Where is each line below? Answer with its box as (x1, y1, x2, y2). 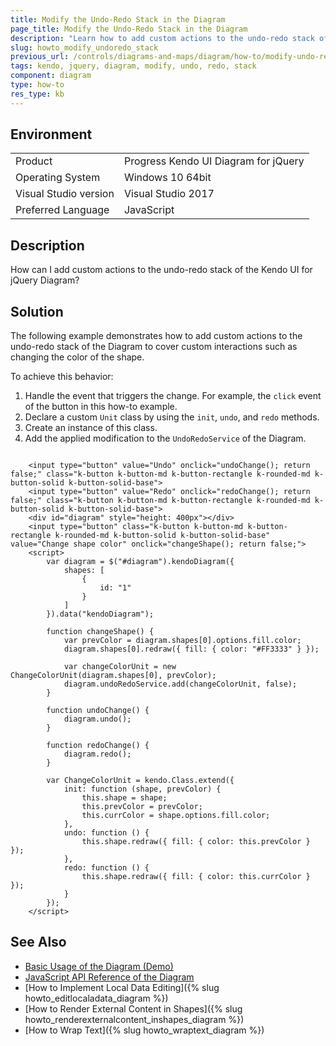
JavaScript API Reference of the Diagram (24, 971, 195, 983)
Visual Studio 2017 (123, 187, 215, 201)
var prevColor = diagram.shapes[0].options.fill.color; (63, 636, 302, 646)
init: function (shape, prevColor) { (63, 784, 222, 795)
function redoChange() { (46, 741, 150, 751)
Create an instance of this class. (24, 422, 158, 434)
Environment (10, 126, 93, 143)
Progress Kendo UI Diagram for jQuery (123, 154, 305, 168)
